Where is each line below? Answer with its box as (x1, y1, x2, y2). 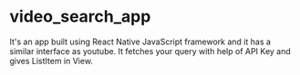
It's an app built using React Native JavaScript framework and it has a (9, 36, 272, 47)
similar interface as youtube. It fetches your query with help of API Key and (9, 45, 292, 56)
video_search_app (9, 6, 151, 27)
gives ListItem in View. (9, 55, 94, 66)
